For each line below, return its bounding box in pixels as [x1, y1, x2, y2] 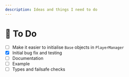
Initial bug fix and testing [12, 50, 62, 56]
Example [12, 60, 30, 66]
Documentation [12, 55, 44, 61]
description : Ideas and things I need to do [5, 7, 98, 12]
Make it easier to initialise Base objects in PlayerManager [12, 44, 124, 50]
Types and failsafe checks [12, 66, 65, 72]
